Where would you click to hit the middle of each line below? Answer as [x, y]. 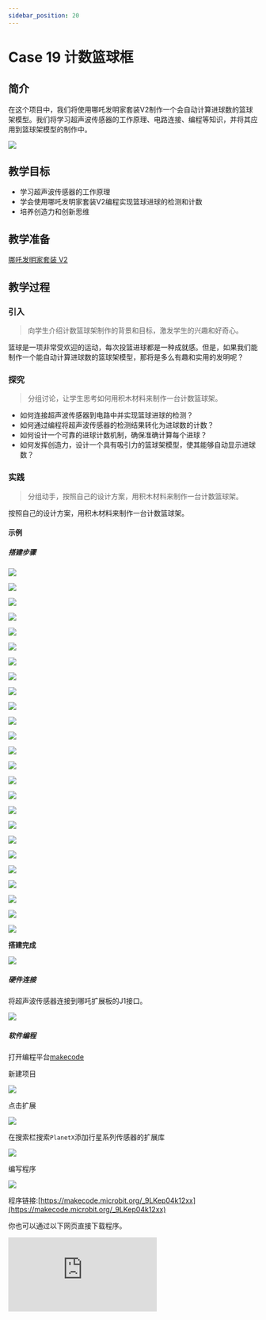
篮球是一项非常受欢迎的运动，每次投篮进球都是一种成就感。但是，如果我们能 [133, 347]
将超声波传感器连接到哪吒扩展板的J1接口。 [78, 1001]
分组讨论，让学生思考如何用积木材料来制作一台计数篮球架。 [125, 399]
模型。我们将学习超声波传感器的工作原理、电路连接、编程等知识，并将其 [133, 119]
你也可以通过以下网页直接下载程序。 [67, 1226]
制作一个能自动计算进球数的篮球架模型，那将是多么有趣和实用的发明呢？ [126, 357]
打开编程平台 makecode [46, 1057]
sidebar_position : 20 [44, 15]
